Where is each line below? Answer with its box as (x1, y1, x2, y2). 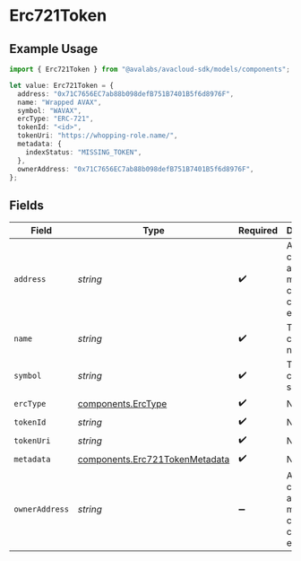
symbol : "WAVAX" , (17, 106, 82, 115)
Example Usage (9, 41, 99, 57)
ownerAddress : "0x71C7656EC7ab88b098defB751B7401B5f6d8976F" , (17, 164, 254, 173)
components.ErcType (77, 397, 168, 409)
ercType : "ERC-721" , (17, 114, 94, 124)
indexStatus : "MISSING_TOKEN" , (25, 147, 142, 157)
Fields (9, 197, 45, 213)
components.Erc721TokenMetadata (77, 452, 230, 465)
